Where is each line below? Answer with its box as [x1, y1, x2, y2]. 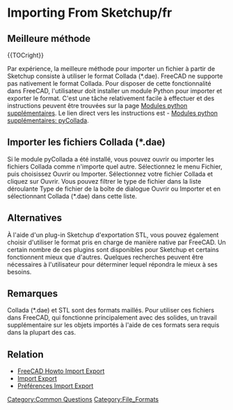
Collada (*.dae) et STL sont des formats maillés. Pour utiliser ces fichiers [7, 306, 214, 315]
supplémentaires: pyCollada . [7, 116, 89, 125]
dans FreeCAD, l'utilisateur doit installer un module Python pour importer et [7, 87, 223, 95]
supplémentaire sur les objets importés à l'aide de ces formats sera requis [7, 321, 220, 329]
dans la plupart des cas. [7, 329, 77, 337]
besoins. [7, 267, 32, 276]
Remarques [7, 287, 58, 300]
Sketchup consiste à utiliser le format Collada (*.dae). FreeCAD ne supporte [7, 72, 223, 80]
